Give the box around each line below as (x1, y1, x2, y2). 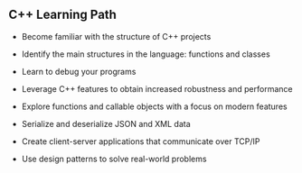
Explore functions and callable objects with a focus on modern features (21, 101, 288, 112)
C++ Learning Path (8, 7, 117, 23)
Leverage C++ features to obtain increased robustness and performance (21, 83, 293, 94)
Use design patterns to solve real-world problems (21, 153, 207, 164)
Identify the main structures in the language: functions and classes (21, 49, 270, 59)
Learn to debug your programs (21, 66, 137, 77)
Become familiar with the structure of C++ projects (21, 31, 212, 41)
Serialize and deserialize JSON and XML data (21, 118, 191, 129)
